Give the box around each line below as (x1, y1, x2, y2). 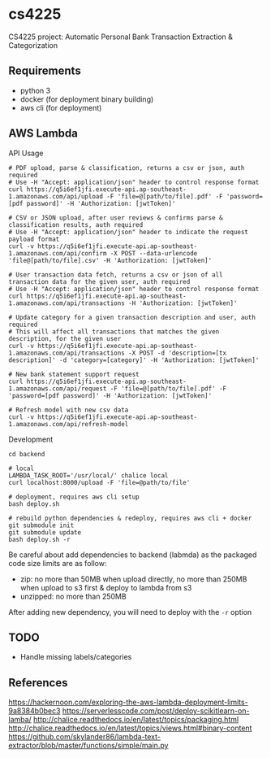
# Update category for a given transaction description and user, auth (8, 313, 256, 321)
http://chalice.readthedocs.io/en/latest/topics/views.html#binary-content (8, 723, 252, 733)
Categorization (8, 40, 58, 50)
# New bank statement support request (8, 370, 140, 378)
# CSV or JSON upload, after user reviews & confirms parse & (8, 213, 223, 222)
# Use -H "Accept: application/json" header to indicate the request (8, 228, 249, 236)
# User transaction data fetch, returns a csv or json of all (8, 270, 223, 279)
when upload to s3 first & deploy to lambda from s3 (19, 582, 192, 592)
